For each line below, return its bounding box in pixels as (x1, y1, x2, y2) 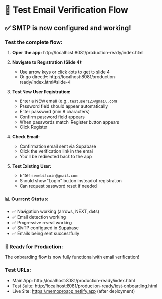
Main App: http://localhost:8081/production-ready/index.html (12, 277, 135, 283)
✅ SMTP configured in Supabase (12, 225, 79, 231)
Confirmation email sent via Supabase (19, 143, 96, 149)
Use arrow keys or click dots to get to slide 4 (19, 69, 110, 75)
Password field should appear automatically (19, 103, 108, 109)
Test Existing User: (12, 163, 52, 169)
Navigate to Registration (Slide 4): (12, 59, 83, 65)
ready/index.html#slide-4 (19, 79, 71, 85)
